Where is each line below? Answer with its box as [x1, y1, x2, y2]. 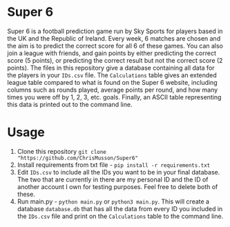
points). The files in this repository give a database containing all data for [7, 63, 215, 72]
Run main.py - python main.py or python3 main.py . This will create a [17, 197, 209, 206]
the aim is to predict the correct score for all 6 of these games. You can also [7, 41, 223, 50]
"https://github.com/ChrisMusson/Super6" [17, 155, 138, 161]
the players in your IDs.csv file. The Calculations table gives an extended [7, 70, 218, 79]
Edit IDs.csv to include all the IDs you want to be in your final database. [17, 168, 220, 176]
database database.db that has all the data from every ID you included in [17, 204, 223, 213]
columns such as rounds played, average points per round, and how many [7, 86, 218, 94]
